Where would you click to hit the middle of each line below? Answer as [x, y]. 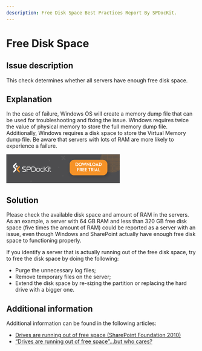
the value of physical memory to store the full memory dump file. [87, 126]
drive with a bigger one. [44, 290]
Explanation [29, 100]
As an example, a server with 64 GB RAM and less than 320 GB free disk [97, 221]
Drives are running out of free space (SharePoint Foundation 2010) [98, 335]
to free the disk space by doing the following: [63, 259]
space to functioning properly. [44, 241]
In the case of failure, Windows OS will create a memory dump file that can [99, 114]
